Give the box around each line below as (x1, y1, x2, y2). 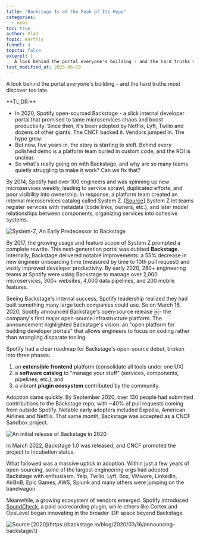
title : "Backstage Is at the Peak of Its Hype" (6, 8, 127, 15)
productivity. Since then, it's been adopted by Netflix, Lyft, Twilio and (14, 123, 184, 130)
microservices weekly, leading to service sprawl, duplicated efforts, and (6, 185, 183, 192)
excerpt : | (6, 53, 33, 59)
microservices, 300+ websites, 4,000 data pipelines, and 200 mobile (6, 277, 175, 285)
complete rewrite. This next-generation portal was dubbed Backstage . (6, 245, 180, 253)
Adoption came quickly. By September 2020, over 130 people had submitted (6, 394, 193, 401)
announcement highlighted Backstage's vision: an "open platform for (6, 321, 175, 328)
